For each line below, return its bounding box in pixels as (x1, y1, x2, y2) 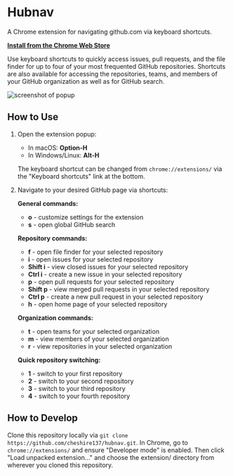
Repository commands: (17, 233, 88, 243)
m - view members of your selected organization (27, 335, 170, 343)
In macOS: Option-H (27, 143, 88, 152)
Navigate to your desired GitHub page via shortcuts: (17, 186, 168, 194)
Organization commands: (17, 314, 93, 322)
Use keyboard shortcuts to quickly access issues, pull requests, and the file (7, 54, 226, 63)
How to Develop (7, 412, 79, 424)
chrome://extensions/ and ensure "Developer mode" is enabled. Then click (7, 446, 225, 454)
